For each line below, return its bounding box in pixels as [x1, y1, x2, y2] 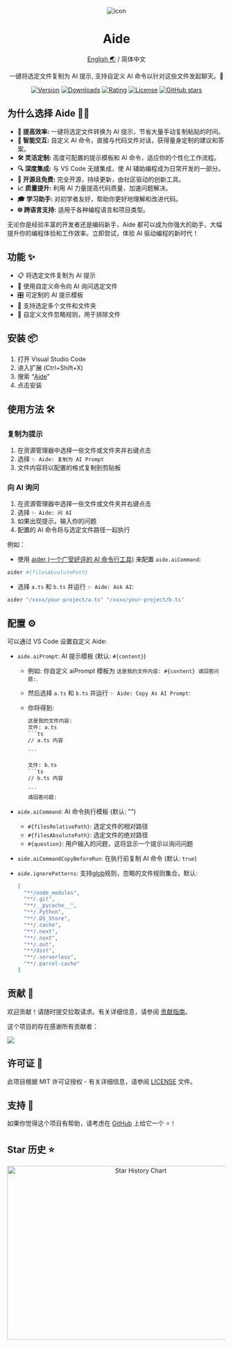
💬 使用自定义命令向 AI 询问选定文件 [17, 281, 118, 290]
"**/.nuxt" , [24, 934, 58, 941]
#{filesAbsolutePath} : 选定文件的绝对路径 [27, 830, 148, 839]
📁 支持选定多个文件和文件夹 [17, 301, 96, 310]
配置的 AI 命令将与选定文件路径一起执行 [17, 526, 130, 534]
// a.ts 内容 [27, 736, 64, 744]
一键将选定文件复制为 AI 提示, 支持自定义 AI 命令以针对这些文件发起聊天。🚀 [9, 72, 224, 80]
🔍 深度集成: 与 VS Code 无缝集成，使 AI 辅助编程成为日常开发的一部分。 [17, 164, 225, 172]
